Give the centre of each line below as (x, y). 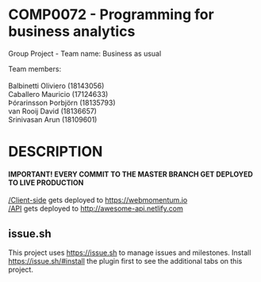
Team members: (35, 68)
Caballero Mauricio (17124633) (58, 94)
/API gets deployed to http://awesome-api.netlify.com (96, 209)
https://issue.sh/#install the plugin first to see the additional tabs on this (125, 261)
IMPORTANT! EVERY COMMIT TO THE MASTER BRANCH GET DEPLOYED (131, 174)
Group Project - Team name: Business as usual (85, 53)
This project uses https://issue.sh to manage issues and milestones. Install (130, 253)
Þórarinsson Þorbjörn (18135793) (62, 102)
